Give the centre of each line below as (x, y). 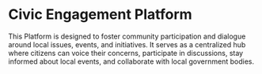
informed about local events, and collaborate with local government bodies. (131, 61)
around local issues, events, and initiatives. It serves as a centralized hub (127, 44)
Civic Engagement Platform (100, 15)
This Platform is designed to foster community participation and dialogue (127, 36)
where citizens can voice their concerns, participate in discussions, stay (126, 53)
